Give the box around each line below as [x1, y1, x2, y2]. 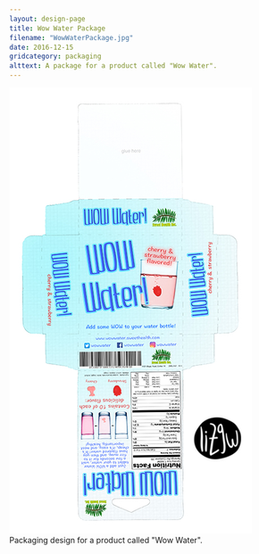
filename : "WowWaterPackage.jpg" [9, 33, 134, 42]
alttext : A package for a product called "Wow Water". [9, 62, 218, 70]
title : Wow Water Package [9, 23, 105, 33]
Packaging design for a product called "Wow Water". [9, 535, 203, 545]
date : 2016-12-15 [9, 43, 74, 52]
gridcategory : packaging [9, 52, 102, 62]
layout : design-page [9, 14, 87, 23]
